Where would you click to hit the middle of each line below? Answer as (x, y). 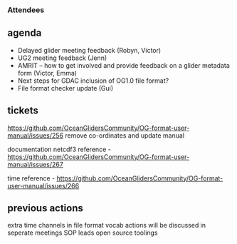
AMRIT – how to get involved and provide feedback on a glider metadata (123, 65)
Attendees (26, 10)
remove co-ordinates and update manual (125, 135)
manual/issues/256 (36, 135)
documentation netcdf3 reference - (59, 149)
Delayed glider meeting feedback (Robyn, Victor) (89, 50)
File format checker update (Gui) (65, 88)
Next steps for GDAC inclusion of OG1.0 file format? (93, 81)
